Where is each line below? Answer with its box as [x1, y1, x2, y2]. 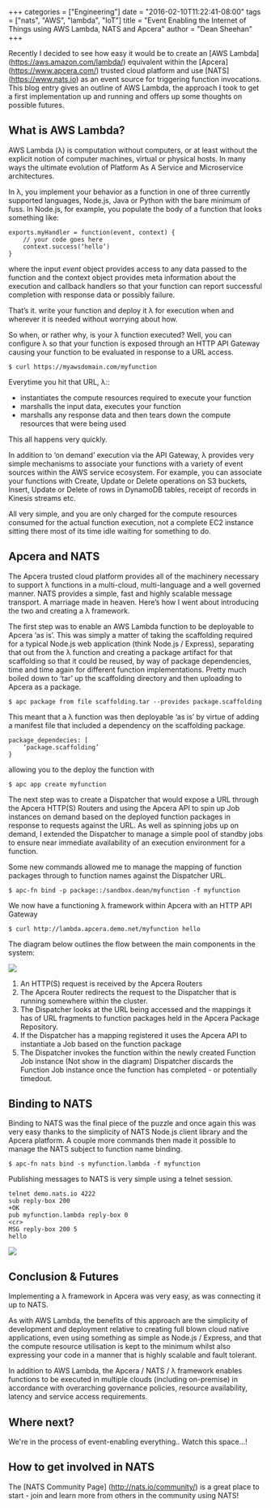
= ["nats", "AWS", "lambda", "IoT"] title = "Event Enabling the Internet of [8, 15, 247, 25]
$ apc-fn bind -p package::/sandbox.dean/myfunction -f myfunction [8, 886, 241, 894]
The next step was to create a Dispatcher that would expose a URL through [8, 795, 259, 804]
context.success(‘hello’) [23, 243, 111, 251]
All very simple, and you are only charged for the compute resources [8, 509, 238, 519]
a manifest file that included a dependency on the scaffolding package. [8, 720, 246, 730]
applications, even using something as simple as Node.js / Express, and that [8, 1333, 262, 1342]
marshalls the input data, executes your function [19, 401, 182, 411]
